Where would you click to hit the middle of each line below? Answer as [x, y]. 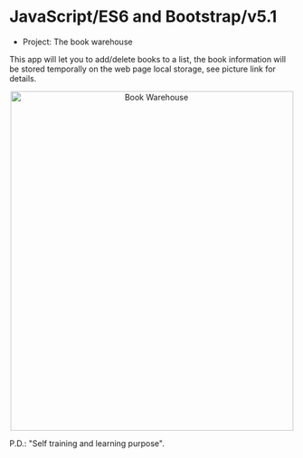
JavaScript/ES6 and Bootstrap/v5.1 [143, 17]
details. [23, 78]
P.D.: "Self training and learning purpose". [87, 443]
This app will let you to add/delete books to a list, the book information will [148, 59]
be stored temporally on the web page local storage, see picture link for [142, 69]
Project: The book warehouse [77, 42]
